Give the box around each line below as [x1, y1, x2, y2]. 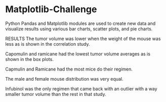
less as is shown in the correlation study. [5, 41, 90, 47]
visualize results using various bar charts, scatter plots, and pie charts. [5, 25, 153, 31]
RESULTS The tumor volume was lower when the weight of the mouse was [5, 36, 161, 42]
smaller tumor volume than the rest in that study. [5, 91, 106, 97]
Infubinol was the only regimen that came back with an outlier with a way [5, 85, 158, 92]
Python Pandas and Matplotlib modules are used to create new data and [5, 20, 156, 26]
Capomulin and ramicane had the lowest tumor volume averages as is [5, 51, 151, 57]
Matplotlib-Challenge [5, 4, 97, 15]
